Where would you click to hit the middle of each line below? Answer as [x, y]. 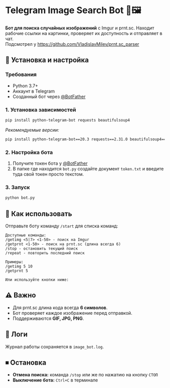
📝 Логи [16, 334]
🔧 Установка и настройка [47, 60]
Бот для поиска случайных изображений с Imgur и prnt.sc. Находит [80, 28]
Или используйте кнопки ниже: [37, 280]
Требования [21, 75]
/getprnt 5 [17, 271]
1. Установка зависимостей [41, 109]
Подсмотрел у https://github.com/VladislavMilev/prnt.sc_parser [72, 44]
